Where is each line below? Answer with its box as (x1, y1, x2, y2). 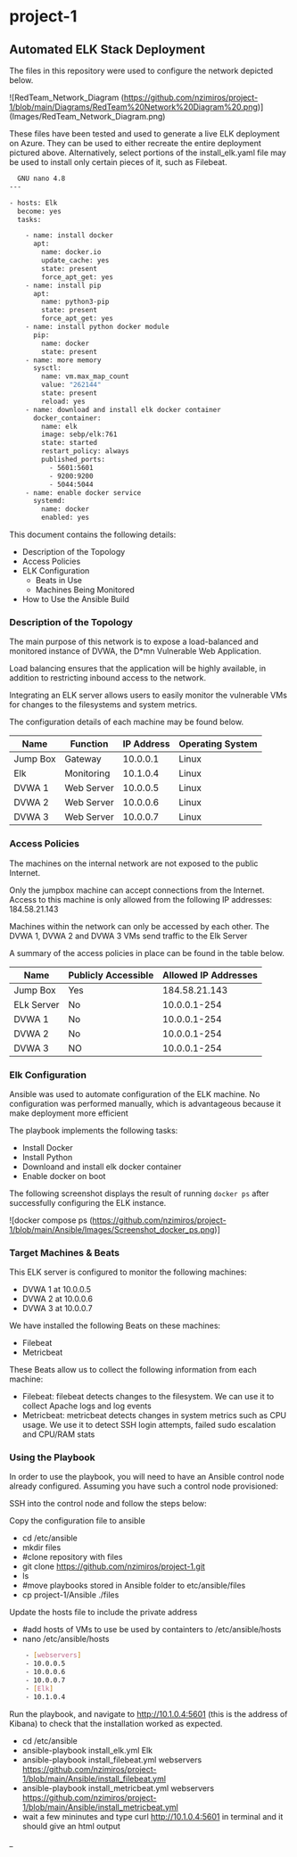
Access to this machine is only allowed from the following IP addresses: (9, 894, 273, 904)
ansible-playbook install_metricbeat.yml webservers (21, 1782, 215, 1794)
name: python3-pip (41, 297, 110, 307)
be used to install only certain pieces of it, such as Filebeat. (9, 157, 227, 167)
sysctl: (32, 364, 62, 373)
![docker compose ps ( (9, 1215, 93, 1226)
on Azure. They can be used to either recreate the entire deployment (9, 138, 261, 148)
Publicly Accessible (68, 969, 154, 981)
